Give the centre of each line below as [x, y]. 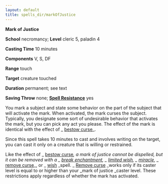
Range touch [19, 68]
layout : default [22, 10]
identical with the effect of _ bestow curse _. [51, 129]
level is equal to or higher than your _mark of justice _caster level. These [80, 170]
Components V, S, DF [28, 58]
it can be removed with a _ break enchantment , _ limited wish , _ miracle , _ [82, 160]
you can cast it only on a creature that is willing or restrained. [69, 144]
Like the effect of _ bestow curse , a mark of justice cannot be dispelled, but [84, 154]
